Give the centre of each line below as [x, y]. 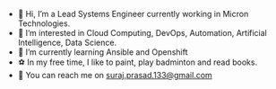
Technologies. [44, 23]
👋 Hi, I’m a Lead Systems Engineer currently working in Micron [133, 14]
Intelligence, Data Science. [67, 42]
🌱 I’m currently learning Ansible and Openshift [103, 52]
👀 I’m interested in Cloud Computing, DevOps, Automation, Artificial [142, 33]
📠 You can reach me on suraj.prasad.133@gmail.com [115, 75]
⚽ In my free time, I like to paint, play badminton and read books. [138, 62]
